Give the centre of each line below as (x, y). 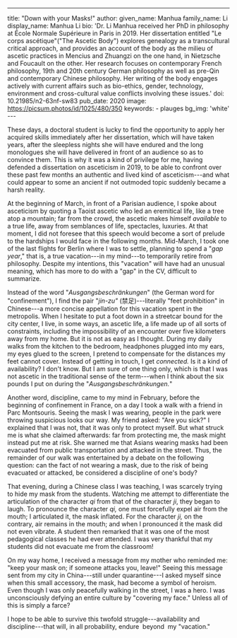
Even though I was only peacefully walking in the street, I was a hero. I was (116, 590)
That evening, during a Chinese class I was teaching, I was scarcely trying (115, 486)
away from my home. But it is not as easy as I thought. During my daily (110, 339)
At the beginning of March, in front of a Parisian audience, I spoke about (112, 203)
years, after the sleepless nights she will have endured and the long (105, 145)
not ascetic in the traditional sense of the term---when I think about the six (116, 376)
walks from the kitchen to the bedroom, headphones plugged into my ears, (116, 346)
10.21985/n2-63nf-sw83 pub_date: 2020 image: (77, 101)
